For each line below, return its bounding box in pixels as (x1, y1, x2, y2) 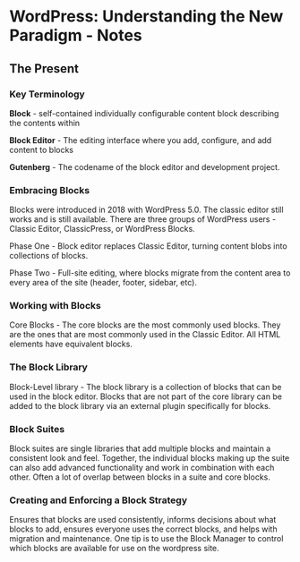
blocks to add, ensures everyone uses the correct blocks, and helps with (9, 524, 278, 534)
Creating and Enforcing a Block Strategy (9, 494, 188, 507)
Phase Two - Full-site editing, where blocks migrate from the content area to (9, 268, 291, 278)
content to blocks (9, 144, 74, 155)
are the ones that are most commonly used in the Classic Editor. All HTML (9, 329, 281, 340)
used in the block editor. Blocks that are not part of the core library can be (9, 391, 282, 402)
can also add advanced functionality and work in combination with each (9, 463, 275, 473)
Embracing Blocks (9, 183, 90, 196)
